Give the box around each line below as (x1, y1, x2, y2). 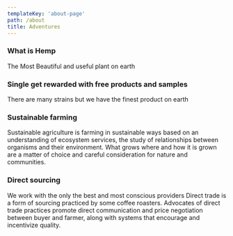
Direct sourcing (7, 175, 61, 185)
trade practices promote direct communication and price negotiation (7, 206, 203, 214)
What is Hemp (7, 46, 56, 56)
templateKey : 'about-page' (7, 10, 86, 17)
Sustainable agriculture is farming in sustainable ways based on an (7, 128, 199, 136)
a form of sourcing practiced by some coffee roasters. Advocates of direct (7, 198, 220, 207)
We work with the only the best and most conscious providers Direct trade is (7, 191, 227, 199)
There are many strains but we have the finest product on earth (7, 95, 189, 103)
